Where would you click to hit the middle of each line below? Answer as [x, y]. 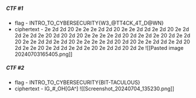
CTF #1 [15, 8]
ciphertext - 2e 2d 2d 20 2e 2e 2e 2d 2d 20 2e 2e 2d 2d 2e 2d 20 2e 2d [102, 29]
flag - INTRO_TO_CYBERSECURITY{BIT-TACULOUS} [77, 82]
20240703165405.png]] [43, 54]
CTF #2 [15, 67]
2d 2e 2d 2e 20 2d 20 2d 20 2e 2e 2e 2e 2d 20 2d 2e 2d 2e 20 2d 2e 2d [102, 35]
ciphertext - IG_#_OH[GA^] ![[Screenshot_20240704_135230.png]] [94, 89]
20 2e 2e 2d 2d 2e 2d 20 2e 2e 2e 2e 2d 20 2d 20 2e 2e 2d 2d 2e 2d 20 [102, 42]
